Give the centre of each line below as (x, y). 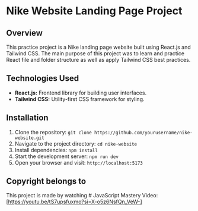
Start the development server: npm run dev (66, 156)
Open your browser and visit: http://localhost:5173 (79, 162)
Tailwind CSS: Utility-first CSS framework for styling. (79, 99)
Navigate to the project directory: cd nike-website (76, 143)
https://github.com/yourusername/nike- (143, 133)
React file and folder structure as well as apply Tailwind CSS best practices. (98, 60)
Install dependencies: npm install (56, 150)
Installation (27, 118)
